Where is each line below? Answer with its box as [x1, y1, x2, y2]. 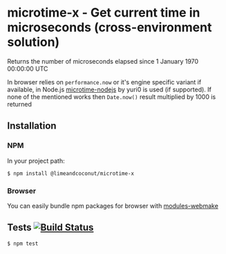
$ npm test [7, 240, 39, 247]
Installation [7, 120, 57, 132]
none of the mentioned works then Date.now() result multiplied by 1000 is [7, 92, 216, 101]
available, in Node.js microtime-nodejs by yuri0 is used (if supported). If [7, 85, 212, 93]
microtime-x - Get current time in [7, 5, 200, 21]
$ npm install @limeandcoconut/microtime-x [7, 170, 135, 177]
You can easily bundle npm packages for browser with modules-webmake [7, 201, 219, 210]
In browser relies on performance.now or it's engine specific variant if [7, 78, 202, 86]
